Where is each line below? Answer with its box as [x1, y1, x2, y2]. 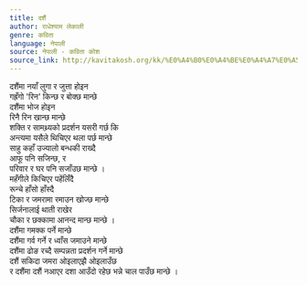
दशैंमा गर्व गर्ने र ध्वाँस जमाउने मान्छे [9, 235, 108, 246]
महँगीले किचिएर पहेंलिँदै [9, 174, 75, 184]
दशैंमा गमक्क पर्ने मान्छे [9, 225, 72, 236]
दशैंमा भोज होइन [9, 101, 56, 112]
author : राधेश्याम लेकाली [9, 22, 84, 31]
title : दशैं [9, 13, 47, 23]
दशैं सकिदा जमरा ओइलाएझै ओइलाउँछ [9, 256, 117, 266]
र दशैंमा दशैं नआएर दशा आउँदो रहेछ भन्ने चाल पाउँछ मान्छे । [9, 266, 178, 277]
